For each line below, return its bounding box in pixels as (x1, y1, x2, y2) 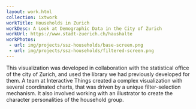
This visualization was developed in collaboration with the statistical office (6, 64, 189, 71)
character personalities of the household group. (6, 96, 124, 103)
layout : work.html (6, 8, 52, 15)
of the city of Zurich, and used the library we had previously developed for (6, 70, 190, 78)
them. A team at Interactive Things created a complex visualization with (6, 77, 183, 84)
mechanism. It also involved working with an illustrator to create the (6, 89, 173, 96)
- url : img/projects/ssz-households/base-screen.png (8, 43, 144, 49)
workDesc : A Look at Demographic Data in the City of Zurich (6, 25, 162, 32)
